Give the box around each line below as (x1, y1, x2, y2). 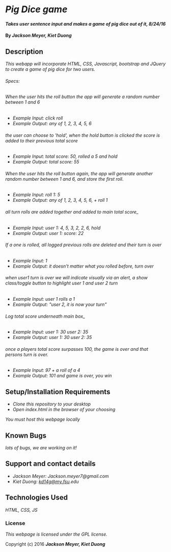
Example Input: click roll (12, 115, 63, 121)
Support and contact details (5, 460, 96, 468)
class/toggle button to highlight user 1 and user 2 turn (5, 280, 118, 286)
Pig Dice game (5, 4, 68, 15)
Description (5, 47, 43, 56)
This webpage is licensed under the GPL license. (5, 531, 108, 537)
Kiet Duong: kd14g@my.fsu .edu (12, 478, 79, 485)
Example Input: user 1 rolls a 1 (12, 296, 75, 302)
